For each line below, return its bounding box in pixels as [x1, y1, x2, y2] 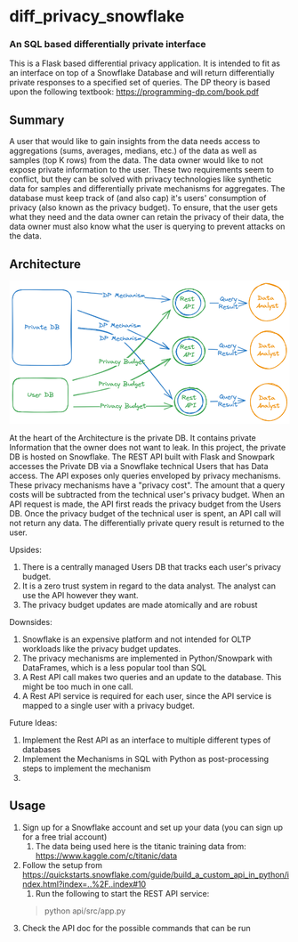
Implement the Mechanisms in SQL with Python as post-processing [21, 753, 270, 764]
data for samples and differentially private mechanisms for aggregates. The [9, 183, 286, 194]
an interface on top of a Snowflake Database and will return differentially [9, 68, 275, 78]
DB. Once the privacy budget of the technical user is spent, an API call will [9, 508, 282, 518]
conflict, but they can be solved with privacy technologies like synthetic [9, 174, 272, 184]
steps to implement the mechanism [21, 763, 151, 774]
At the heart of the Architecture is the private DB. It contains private [9, 432, 256, 443]
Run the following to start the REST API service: [35, 888, 210, 898]
